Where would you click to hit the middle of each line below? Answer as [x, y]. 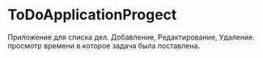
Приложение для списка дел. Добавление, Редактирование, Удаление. [131, 37]
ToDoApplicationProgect [92, 15]
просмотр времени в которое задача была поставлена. [104, 45]
